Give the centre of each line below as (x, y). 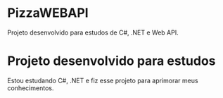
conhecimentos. (31, 88)
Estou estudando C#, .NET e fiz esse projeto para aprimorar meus (103, 80)
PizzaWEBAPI (48, 13)
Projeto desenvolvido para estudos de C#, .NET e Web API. (93, 32)
